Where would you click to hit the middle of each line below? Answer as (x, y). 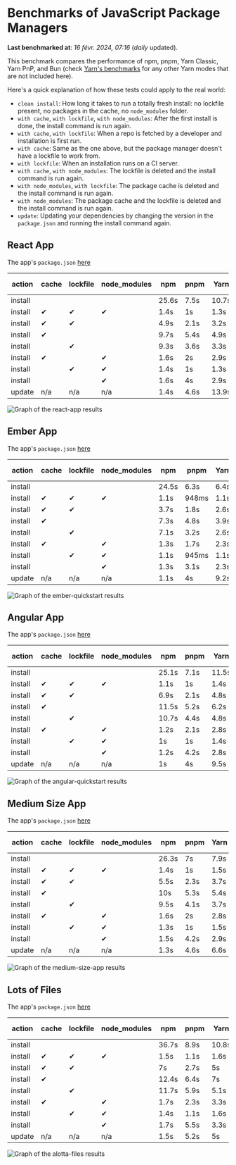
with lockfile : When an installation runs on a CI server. (98, 163)
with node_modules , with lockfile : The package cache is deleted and (118, 185)
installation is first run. (50, 141)
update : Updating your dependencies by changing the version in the (116, 216)
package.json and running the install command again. (94, 223)
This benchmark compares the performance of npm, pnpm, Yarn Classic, (113, 61)
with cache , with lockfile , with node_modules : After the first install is (117, 118)
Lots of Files (34, 990)
